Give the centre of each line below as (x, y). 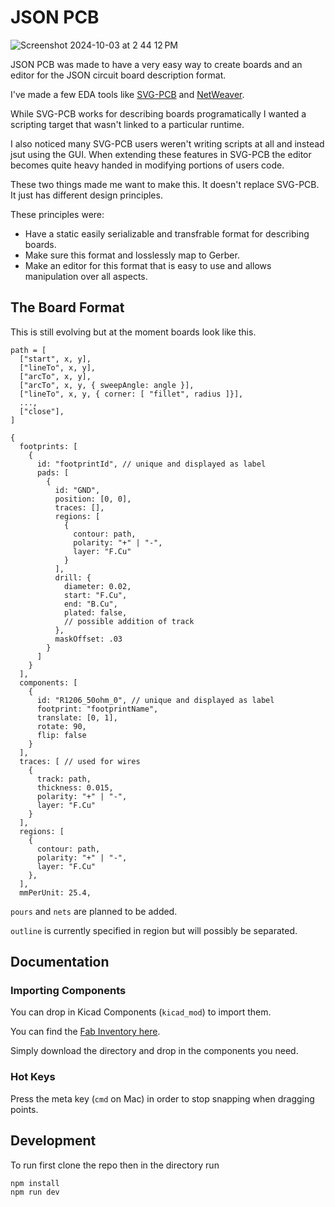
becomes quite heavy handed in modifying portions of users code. (147, 165)
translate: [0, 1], (77, 717)
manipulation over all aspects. (86, 276)
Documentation (60, 962)
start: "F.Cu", (95, 595)
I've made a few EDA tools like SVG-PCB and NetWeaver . (127, 94)
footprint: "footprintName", (97, 709)
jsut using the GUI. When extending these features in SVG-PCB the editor (161, 154)
